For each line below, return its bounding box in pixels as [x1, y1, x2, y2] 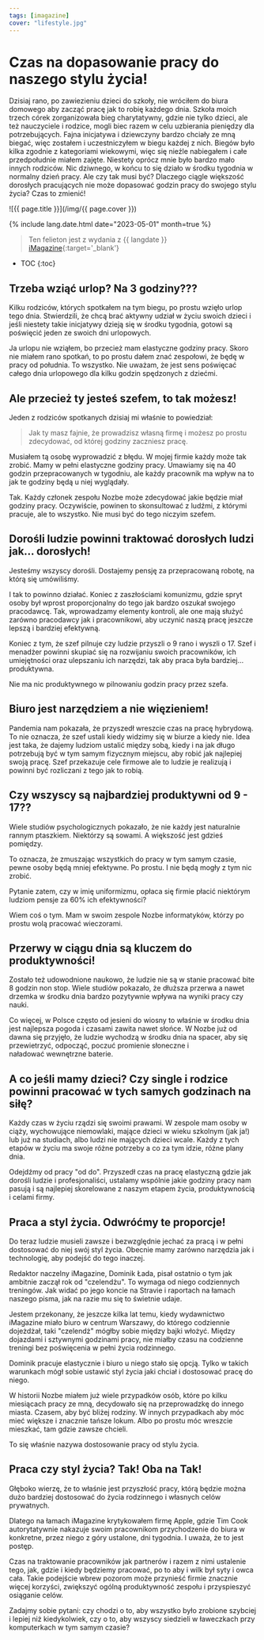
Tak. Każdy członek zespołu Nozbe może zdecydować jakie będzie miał [9, 492, 243, 502]
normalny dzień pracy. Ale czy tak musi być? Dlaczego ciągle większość [9, 172, 244, 182]
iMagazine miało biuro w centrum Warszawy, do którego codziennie [9, 1317, 230, 1327]
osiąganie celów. [9, 1590, 64, 1600]
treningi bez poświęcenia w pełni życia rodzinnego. [9, 1343, 176, 1352]
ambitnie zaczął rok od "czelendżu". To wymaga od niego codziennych [9, 1277, 240, 1286]
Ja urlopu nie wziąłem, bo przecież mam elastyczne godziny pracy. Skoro [9, 343, 249, 353]
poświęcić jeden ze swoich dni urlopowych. [9, 328, 152, 338]
